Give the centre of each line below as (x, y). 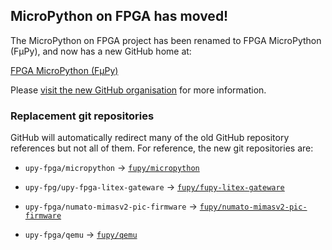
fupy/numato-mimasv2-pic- (253, 207)
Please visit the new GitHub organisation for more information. (138, 90)
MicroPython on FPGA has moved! (119, 16)
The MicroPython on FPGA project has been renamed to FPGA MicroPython (166, 40)
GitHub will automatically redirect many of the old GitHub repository (150, 138)
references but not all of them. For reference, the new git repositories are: (162, 148)
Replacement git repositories (82, 116)
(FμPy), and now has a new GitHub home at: (101, 51)
